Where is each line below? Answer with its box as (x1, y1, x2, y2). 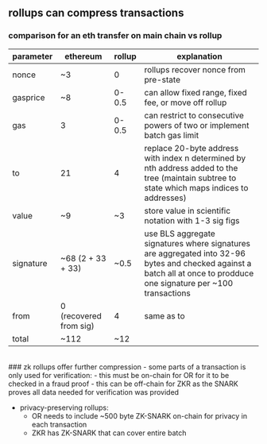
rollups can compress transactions (8, 6, 184, 20)
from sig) (60, 320, 95, 331)
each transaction (31, 419, 87, 429)
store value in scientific (144, 205, 231, 216)
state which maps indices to (144, 182, 249, 193)
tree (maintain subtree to (144, 172, 237, 183)
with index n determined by (144, 153, 246, 164)
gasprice (12, 91, 45, 102)
